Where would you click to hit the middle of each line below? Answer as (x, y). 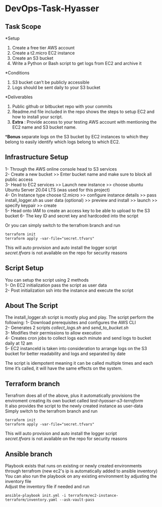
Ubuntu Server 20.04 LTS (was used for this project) (58, 190)
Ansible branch (29, 454)
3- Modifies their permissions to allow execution (53, 333)
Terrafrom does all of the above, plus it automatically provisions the (72, 396)
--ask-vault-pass (77, 500)
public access (19, 179)
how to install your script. (37, 117)
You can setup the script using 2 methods (47, 280)
